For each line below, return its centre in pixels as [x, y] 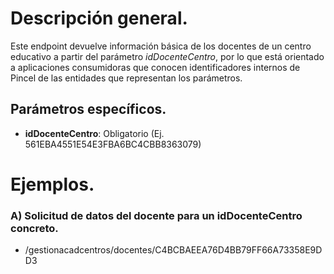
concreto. [34, 228]
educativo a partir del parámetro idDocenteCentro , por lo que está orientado [167, 56]
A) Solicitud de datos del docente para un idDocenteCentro [156, 215]
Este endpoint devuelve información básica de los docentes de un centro [161, 46]
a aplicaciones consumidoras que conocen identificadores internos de [155, 67]
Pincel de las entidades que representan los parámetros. [126, 78]
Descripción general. [99, 18]
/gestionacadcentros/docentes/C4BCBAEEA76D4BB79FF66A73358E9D [173, 250]
